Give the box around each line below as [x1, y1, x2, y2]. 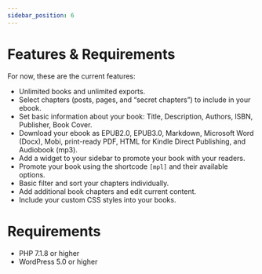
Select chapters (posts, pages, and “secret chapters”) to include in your [18, 95, 251, 104]
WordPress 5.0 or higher [18, 257, 98, 266]
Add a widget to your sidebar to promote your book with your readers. [18, 153, 246, 163]
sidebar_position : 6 [7, 11, 75, 20]
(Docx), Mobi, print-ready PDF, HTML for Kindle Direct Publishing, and [18, 137, 246, 146]
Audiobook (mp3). [18, 144, 78, 154]
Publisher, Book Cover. [18, 119, 93, 130]
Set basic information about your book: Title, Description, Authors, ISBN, [18, 111, 253, 121]
